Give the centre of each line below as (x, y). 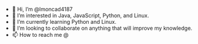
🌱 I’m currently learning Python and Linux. (64, 22)
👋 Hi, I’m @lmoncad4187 (42, 9)
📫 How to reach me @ (40, 35)
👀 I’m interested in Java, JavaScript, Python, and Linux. (80, 15)
